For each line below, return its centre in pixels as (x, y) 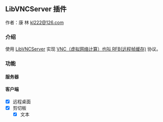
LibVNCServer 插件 (36, 9)
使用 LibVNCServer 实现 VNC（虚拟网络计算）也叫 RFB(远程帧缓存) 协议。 (83, 49)
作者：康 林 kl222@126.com (35, 22)
